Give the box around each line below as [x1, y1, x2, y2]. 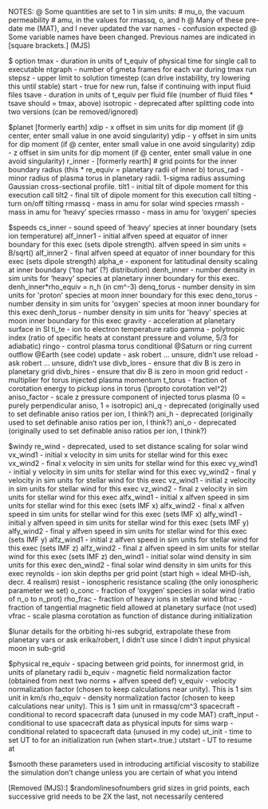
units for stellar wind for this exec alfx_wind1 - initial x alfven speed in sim [8, 492, 250, 502]
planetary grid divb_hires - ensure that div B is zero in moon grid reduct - [8, 367, 249, 376]
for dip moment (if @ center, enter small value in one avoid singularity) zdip [8, 140, 255, 148]
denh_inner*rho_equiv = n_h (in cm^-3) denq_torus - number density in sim [8, 282, 256, 291]
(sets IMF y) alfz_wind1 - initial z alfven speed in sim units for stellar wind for [8, 535, 259, 544]
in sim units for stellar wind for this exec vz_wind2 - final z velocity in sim [8, 484, 248, 493]
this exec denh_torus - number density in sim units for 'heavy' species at [8, 307, 247, 317]
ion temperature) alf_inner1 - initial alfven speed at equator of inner [8, 231, 228, 240]
